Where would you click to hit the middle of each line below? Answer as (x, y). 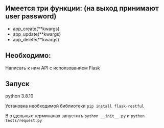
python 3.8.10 (19, 96)
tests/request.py (24, 121)
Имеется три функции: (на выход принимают (82, 8)
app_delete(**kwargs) (36, 39)
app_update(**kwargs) (37, 34)
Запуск (17, 84)
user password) (31, 17)
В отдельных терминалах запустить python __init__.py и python (75, 116)
